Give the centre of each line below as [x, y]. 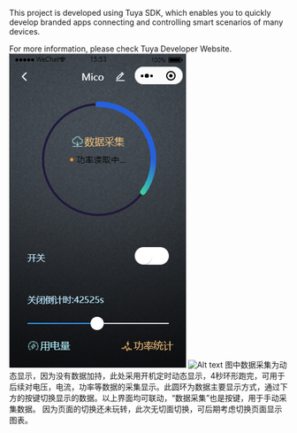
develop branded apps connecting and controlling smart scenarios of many [146, 22]
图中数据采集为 [252, 365]
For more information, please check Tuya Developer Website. [121, 49]
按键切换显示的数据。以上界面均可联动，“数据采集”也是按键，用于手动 [152, 398]
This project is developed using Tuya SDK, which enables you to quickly [140, 13]
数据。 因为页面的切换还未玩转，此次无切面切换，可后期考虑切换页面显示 [149, 409]
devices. [25, 31]
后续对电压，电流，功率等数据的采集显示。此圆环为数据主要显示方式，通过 [145, 387]
